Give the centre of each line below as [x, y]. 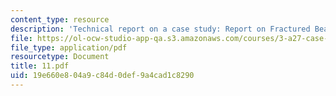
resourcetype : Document [60, 57]
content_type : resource [60, 19]
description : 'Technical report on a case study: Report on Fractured [160, 29]
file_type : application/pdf [69, 47]
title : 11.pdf [40, 66]
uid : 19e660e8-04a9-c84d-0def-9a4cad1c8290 [102, 76]
